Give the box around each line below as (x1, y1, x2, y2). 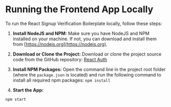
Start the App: (12, 87, 44, 93)
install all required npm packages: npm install (12, 77, 111, 83)
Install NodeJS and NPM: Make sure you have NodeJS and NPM (12, 30, 149, 36)
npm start (5, 97, 27, 102)
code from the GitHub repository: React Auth (12, 56, 108, 62)
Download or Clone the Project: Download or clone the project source (12, 51, 162, 57)
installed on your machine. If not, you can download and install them (12, 36, 157, 42)
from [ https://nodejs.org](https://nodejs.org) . (12, 41, 108, 47)
